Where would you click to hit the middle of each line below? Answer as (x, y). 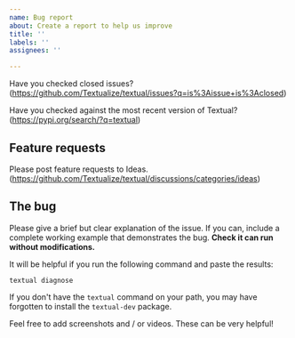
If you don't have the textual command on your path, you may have (133, 297)
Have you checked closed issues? (72, 84)
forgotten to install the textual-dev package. (91, 306)
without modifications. (52, 246)
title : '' (28, 34)
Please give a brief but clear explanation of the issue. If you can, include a (144, 228)
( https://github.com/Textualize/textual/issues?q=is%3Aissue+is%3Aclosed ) (148, 93)
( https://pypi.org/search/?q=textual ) (75, 120)
